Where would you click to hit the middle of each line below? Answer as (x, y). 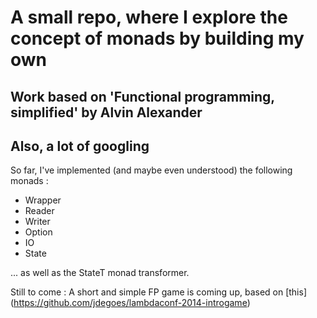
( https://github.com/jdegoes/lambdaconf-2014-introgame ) (130, 303)
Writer (37, 222)
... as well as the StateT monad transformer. (100, 273)
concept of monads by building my (157, 38)
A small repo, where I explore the (149, 17)
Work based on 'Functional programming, (142, 96)
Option (38, 232)
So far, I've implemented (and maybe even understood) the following (151, 170)
